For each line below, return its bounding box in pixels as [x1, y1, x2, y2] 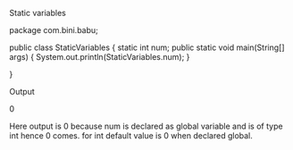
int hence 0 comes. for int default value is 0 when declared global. [9, 130, 253, 141]
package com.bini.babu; [9, 25, 98, 35]
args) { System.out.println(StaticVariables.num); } [9, 52, 190, 62]
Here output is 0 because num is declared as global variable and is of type [9, 121, 283, 131]
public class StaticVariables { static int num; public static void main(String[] [9, 42, 285, 53]
